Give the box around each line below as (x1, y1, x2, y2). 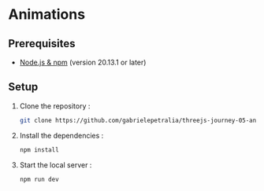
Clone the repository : (19, 101, 91, 111)
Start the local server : (19, 160, 92, 170)
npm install (19, 145, 59, 154)
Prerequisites (8, 37, 76, 50)
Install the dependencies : (19, 130, 104, 140)
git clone (19, 116, 53, 124)
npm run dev (19, 175, 59, 183)
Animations (8, 6, 85, 24)
